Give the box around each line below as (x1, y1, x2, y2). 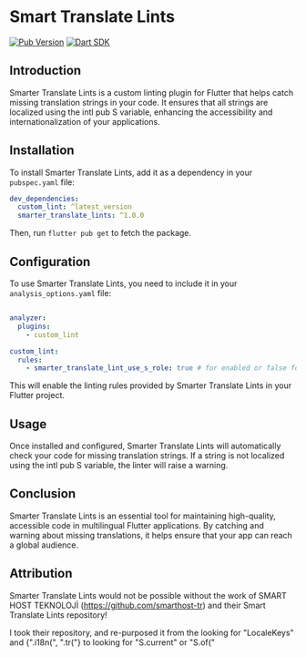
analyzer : (9, 313, 47, 323)
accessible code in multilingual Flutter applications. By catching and (9, 519, 264, 530)
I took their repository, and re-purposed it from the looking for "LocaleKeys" (9, 627, 294, 638)
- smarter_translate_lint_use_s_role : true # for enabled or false (25, 364, 287, 373)
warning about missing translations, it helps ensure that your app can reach (9, 529, 293, 540)
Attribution (9, 566, 73, 581)
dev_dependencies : (9, 194, 79, 203)
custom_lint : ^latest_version (17, 202, 132, 211)
